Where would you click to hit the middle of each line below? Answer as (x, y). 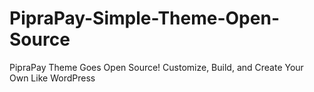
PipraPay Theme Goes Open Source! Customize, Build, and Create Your (156, 67)
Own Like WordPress (52, 78)
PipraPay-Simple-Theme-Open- (144, 18)
